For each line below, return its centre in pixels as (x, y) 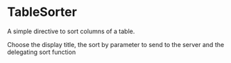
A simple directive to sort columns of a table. (71, 31)
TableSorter (42, 12)
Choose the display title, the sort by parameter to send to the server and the (115, 44)
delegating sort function (42, 52)
